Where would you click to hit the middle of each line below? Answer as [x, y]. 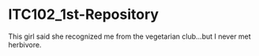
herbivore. [25, 44]
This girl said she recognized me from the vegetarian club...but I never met [129, 36]
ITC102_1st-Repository [84, 15]
